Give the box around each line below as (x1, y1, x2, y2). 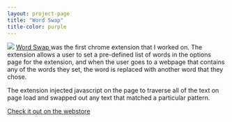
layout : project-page (7, 10, 70, 17)
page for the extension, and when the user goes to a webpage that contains (7, 58, 225, 66)
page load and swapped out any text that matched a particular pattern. (7, 93, 210, 102)
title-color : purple (7, 23, 68, 30)
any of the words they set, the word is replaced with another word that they (7, 66, 224, 74)
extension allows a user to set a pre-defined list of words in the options (7, 50, 211, 59)
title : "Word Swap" (7, 17, 64, 24)
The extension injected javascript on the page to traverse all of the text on (7, 86, 219, 95)
